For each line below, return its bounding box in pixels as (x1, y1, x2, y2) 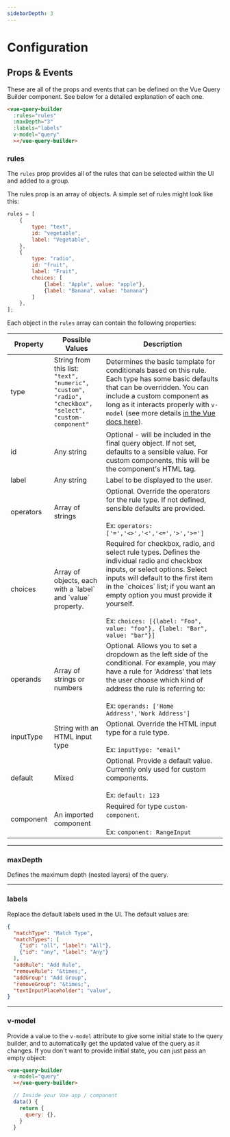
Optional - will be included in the (105, 430, 212, 439)
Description (143, 339, 183, 349)
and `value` (53, 593, 90, 603)
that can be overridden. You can (105, 382, 209, 392)
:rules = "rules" (13, 112, 57, 119)
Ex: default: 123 (105, 790, 160, 800)
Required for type (105, 801, 162, 811)
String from (53, 355, 91, 365)
